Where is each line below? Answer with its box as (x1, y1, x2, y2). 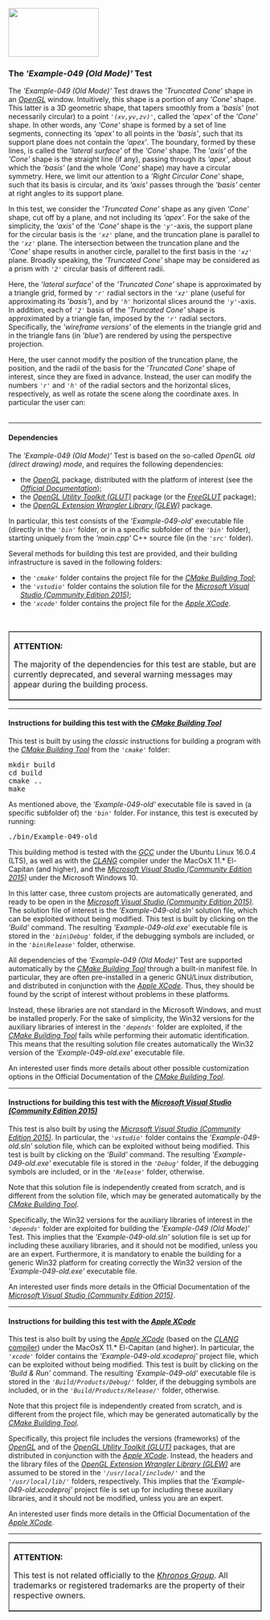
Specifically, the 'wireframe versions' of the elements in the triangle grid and (8, 322, 262, 332)
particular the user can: (8, 398, 86, 408)
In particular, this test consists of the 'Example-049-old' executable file (8, 515, 244, 526)
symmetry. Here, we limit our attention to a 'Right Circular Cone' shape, (8, 171, 244, 181)
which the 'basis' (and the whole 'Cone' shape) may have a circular (8, 163, 231, 173)
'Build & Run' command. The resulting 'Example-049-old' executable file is (8, 1368, 256, 1378)
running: (8, 816, 36, 826)
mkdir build (8, 760, 55, 769)
